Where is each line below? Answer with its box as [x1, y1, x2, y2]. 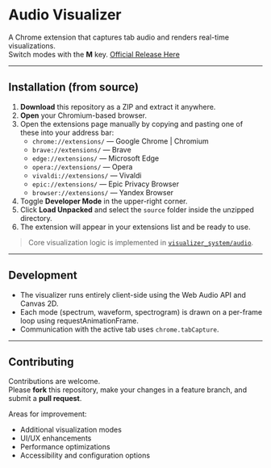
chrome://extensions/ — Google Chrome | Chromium [31, 136, 209, 146]
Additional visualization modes [19, 425, 123, 435]
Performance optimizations [19, 442, 110, 452]
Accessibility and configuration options [19, 450, 151, 461]
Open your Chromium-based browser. [19, 111, 148, 120]
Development [8, 269, 78, 282]
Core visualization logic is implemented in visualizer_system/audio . [27, 237, 254, 247]
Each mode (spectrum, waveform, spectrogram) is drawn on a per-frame [19, 307, 263, 316]
